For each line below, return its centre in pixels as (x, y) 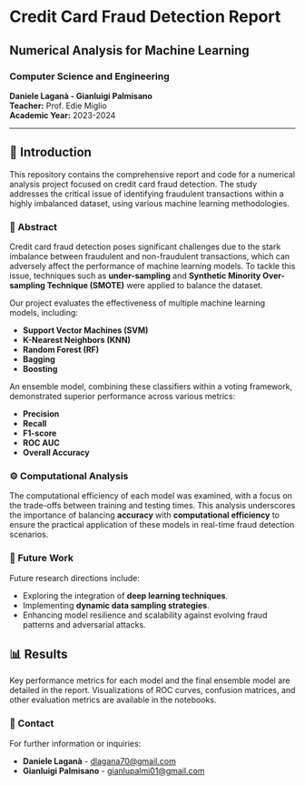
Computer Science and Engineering (89, 76)
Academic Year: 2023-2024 (63, 115)
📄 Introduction (51, 152)
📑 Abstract (33, 226)
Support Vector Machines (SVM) (85, 330)
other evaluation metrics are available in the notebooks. (113, 700)
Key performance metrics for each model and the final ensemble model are (150, 680)
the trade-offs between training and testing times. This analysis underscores (152, 506)
